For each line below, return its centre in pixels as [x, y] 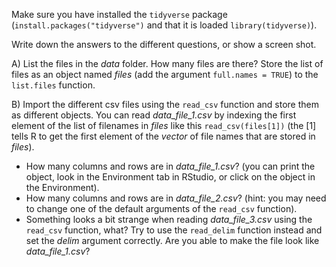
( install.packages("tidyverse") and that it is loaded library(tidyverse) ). [164, 25]
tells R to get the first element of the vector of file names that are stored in [163, 136]
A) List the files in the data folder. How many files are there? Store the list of [167, 63]
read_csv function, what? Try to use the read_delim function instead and [174, 230]
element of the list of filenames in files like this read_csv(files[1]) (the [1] [164, 125]
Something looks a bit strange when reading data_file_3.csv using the [169, 219]
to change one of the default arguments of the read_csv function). [161, 208]
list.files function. [53, 85]
